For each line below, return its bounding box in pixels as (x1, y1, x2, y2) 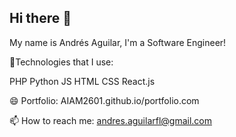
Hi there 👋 (9, 10, 72, 27)
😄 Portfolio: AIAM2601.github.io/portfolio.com (9, 94, 200, 106)
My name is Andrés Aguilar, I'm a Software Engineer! (9, 36, 227, 48)
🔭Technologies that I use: (9, 56, 114, 68)
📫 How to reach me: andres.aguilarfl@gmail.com (9, 114, 213, 126)
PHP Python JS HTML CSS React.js (9, 75, 156, 87)
